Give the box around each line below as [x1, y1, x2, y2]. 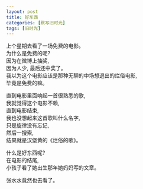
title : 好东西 [6, 14, 38, 20]
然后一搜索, [6, 129, 34, 137]
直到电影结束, [6, 107, 40, 114]
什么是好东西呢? [6, 149, 45, 156]
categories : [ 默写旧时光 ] [6, 20, 66, 26]
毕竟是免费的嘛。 [6, 80, 48, 87]
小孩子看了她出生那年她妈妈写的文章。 [6, 164, 99, 171]
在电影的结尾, [6, 157, 40, 164]
